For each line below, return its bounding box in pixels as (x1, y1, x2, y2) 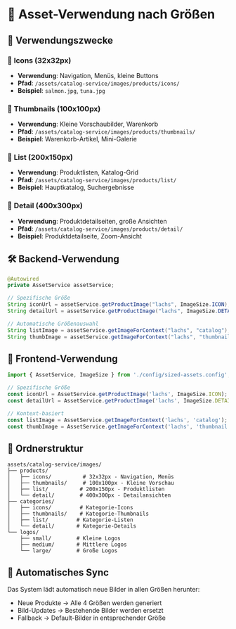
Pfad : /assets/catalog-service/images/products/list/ (17, 176, 177, 184)
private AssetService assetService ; (7, 281, 114, 289)
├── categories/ (7, 498, 55, 505)
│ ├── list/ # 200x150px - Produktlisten (7, 485, 165, 493)
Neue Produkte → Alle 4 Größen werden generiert (17, 599, 162, 607)
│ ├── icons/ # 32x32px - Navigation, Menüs (7, 474, 174, 481)
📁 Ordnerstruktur (7, 443, 84, 455)
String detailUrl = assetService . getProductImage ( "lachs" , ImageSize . (7, 307, 218, 315)
